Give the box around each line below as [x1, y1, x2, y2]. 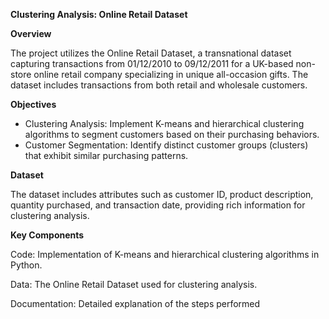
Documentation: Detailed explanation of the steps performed [10, 298, 261, 309]
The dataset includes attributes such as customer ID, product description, [10, 189, 314, 200]
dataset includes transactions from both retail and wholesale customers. [10, 79, 308, 91]
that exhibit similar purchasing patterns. [24, 150, 189, 161]
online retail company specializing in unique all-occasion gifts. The [33, 69, 309, 80]
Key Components [10, 229, 85, 241]
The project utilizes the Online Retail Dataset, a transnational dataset [10, 47, 292, 59]
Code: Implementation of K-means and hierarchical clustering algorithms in [10, 249, 320, 260]
